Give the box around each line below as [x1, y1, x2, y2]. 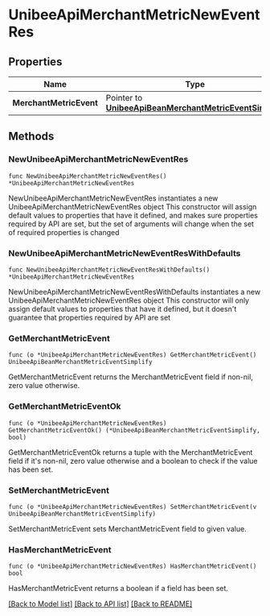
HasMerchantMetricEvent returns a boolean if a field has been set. [8, 584, 229, 593]
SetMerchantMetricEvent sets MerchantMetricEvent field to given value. [8, 523, 247, 533]
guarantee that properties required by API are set [8, 312, 171, 322]
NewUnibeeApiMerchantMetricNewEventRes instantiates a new [8, 193, 219, 203]
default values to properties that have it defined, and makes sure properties [8, 210, 259, 220]
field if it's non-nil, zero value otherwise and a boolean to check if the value [8, 456, 259, 465]
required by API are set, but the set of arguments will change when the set [8, 219, 255, 229]
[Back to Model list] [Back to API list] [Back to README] [8, 599, 193, 609]
